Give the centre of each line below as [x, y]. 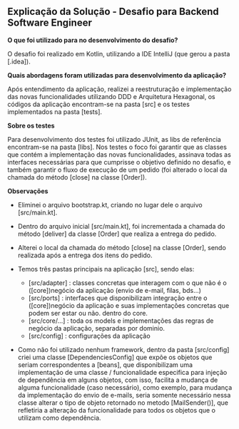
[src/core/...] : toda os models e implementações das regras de [121, 321]
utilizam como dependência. [59, 418]
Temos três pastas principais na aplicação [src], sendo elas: [106, 269]
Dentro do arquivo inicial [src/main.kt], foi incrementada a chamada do [121, 226]
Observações [28, 191]
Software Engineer [50, 23]
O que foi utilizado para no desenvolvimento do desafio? [93, 40]
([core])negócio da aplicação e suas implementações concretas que [129, 305]
